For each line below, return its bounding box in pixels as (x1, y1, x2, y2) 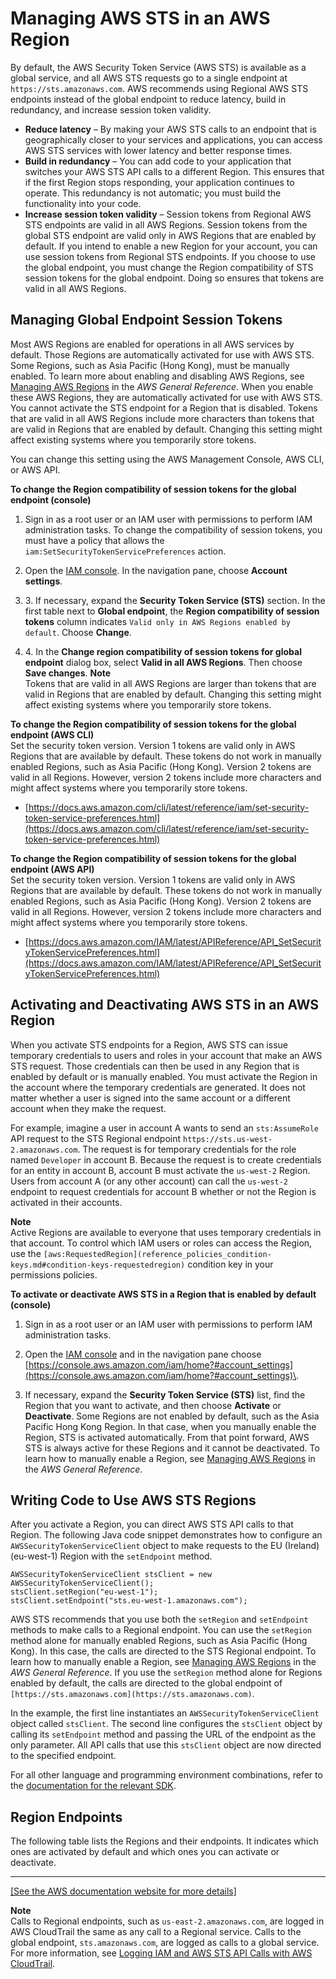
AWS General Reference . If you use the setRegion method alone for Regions (10, 1667, 323, 1679)
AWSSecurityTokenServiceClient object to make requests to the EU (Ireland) (10, 1540, 320, 1552)
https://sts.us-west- (182, 1134, 273, 1144)
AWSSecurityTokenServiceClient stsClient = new (10, 1570, 213, 1580)
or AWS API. (10, 463, 61, 476)
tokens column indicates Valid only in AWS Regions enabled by (24, 615, 291, 627)
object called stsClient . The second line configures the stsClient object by (10, 1718, 323, 1730)
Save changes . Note (24, 667, 112, 679)
